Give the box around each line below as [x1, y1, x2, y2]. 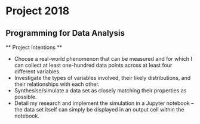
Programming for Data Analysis [5, 28, 125, 38]
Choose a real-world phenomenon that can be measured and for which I [14, 55, 192, 62]
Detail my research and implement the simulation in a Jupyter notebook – [14, 100, 195, 107]
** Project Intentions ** [5, 44, 63, 51]
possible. [14, 94, 37, 100]
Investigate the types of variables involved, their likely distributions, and [14, 75, 191, 81]
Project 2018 [5, 4, 70, 18]
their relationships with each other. [14, 80, 100, 88]
